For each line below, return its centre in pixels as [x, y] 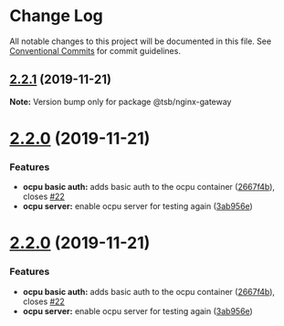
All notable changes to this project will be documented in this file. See [141, 41]
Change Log [56, 16]
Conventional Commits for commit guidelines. [95, 50]
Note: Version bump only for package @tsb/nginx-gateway [121, 101]
